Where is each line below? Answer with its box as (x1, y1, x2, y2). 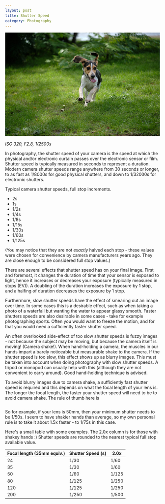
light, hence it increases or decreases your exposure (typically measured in (5, 278, 158, 283)
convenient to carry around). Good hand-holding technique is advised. (5, 370, 148, 376)
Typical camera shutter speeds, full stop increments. (5, 186, 111, 192)
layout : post (5, 8, 32, 13)
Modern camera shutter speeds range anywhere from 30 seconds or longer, (5, 166, 160, 172)
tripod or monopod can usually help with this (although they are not (5, 365, 141, 371)
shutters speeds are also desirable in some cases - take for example (5, 313, 143, 319)
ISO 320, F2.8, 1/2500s (5, 141, 52, 147)
